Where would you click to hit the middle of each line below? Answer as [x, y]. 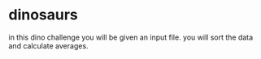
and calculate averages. [48, 45]
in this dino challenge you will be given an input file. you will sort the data [131, 37]
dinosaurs [43, 15]
